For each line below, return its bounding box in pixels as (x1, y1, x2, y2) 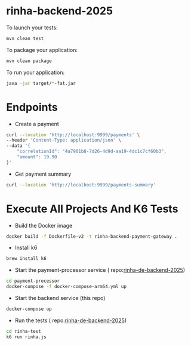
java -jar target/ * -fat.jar (6, 80, 76, 86)
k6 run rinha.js (6, 333, 47, 340)
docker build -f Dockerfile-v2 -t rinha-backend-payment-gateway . (6, 233, 178, 240)
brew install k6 (6, 256, 47, 262)
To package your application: (6, 46, 78, 53)
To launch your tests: (6, 24, 58, 31)
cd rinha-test (6, 328, 42, 334)
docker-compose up (6, 306, 52, 312)
